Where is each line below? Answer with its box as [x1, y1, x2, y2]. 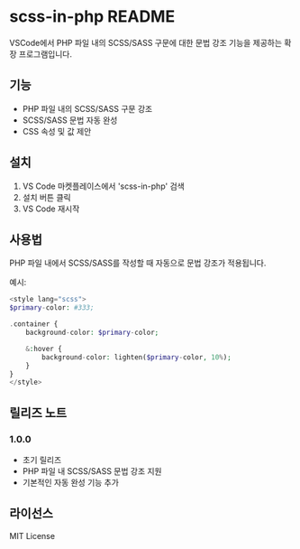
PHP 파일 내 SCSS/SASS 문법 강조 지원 [22, 465, 162, 476]
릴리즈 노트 [9, 405, 68, 421]
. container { [9, 320, 59, 329]
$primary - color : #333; [9, 303, 95, 312]
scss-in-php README [9, 6, 176, 27]
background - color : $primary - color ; [25, 328, 159, 337]
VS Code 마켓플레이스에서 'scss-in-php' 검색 [22, 181, 185, 191]
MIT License [9, 530, 56, 541]
